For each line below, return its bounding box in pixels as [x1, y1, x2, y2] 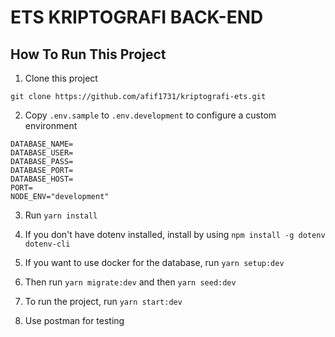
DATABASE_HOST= [10, 174, 74, 184]
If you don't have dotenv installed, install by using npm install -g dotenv [24, 229, 326, 240]
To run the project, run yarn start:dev [24, 296, 183, 307]
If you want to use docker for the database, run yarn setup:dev [24, 257, 285, 268]
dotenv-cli [24, 239, 71, 249]
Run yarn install [24, 209, 98, 221]
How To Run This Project [10, 46, 167, 63]
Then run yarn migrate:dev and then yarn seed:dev [24, 276, 237, 288]
